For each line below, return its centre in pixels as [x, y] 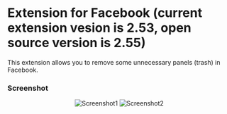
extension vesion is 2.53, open [99, 28]
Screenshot [28, 88]
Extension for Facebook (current [105, 13]
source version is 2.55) [77, 43]
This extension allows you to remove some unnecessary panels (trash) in [114, 62]
